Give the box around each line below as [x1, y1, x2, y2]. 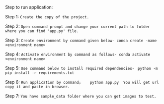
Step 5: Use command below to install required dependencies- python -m [5, 65, 158, 71]
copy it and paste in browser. [5, 84, 70, 89]
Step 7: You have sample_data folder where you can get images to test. [5, 93, 157, 99]
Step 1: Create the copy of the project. [5, 14, 89, 19]
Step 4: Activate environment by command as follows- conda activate [5, 52, 151, 57]
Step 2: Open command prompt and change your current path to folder [5, 23, 150, 29]
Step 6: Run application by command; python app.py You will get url [5, 79, 159, 85]
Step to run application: [5, 4, 53, 10]
